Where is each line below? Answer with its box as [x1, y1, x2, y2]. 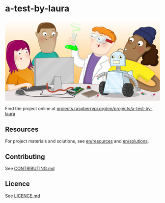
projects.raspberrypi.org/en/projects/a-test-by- [56, 106, 153, 112]
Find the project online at [5, 106, 55, 112]
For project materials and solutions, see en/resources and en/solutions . [5, 138, 149, 144]
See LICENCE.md [5, 193, 40, 199]
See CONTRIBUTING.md [5, 166, 55, 172]
